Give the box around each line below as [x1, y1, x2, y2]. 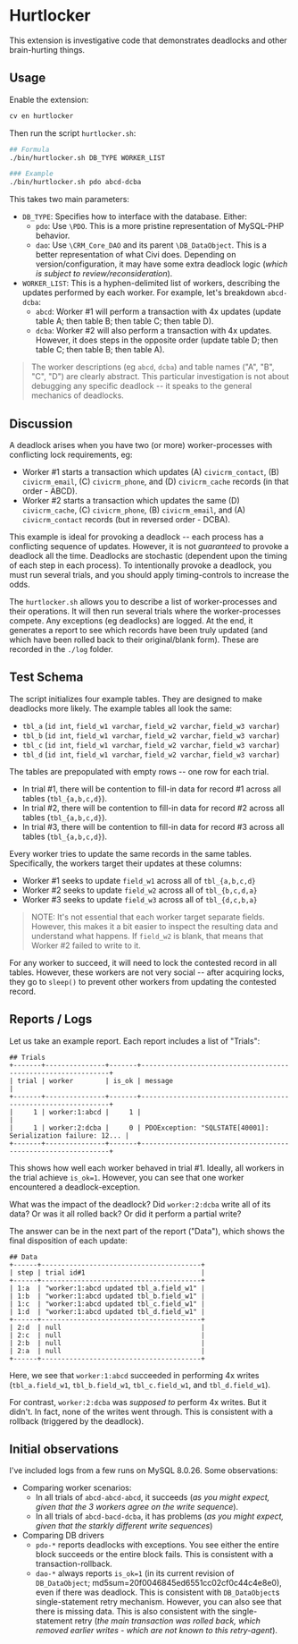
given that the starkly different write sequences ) [35, 1521, 213, 1531]
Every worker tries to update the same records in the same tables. [9, 848, 252, 859]
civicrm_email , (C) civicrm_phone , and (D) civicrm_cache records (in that [21, 476, 289, 487]
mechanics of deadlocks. [30, 390, 125, 401]
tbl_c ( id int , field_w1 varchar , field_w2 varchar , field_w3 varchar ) [21, 739, 280, 750]
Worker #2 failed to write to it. [30, 940, 141, 951]
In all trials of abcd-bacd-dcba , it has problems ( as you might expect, [35, 1511, 284, 1521]
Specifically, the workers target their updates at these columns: [9, 858, 243, 869]
